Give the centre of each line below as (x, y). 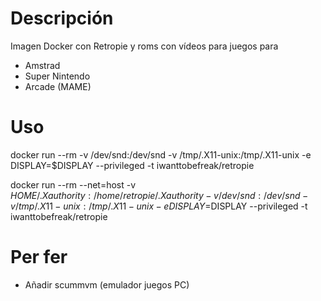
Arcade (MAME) (58, 86)
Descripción (62, 18)
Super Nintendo (57, 76)
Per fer (39, 257)
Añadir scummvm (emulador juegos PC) (107, 284)
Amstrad (42, 65)
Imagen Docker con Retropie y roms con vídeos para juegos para (144, 46)
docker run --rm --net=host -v (73, 184)
